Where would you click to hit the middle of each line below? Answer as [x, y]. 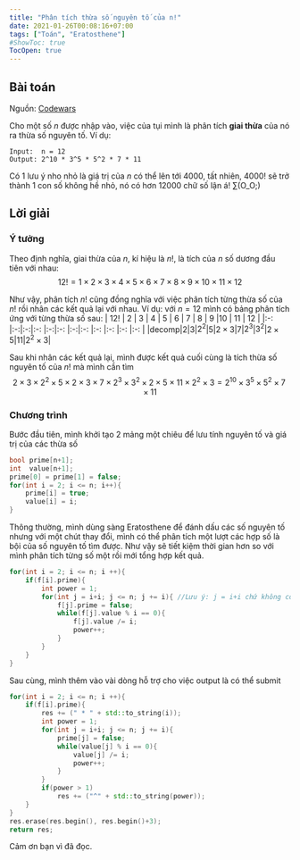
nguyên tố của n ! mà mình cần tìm [71, 366]
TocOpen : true [36, 51]
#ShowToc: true [37, 42]
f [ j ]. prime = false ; [95, 605]
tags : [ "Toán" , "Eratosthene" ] [67, 34]
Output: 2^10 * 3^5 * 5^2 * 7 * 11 [75, 159]
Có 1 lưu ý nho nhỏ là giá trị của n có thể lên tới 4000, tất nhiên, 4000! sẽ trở [150, 176]
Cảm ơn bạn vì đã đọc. [51, 847]
